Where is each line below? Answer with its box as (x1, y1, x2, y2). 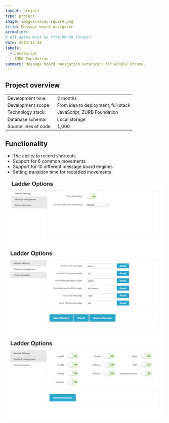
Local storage (57, 116, 86, 122)
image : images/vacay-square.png (5, 19, 73, 24)
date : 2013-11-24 (5, 40, 42, 46)
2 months (57, 95, 77, 101)
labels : (5, 46, 22, 51)
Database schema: (7, 116, 47, 122)
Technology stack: (7, 109, 46, 115)
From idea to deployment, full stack (57, 102, 131, 108)
